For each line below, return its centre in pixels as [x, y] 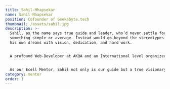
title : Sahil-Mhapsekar [30, 10]
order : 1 [14, 79]
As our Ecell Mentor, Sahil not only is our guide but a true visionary [88, 69]
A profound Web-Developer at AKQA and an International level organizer [88, 56]
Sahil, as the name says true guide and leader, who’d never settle [83, 33]
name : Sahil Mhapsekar [29, 15]
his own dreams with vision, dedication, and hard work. [71, 43]
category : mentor [24, 74]
